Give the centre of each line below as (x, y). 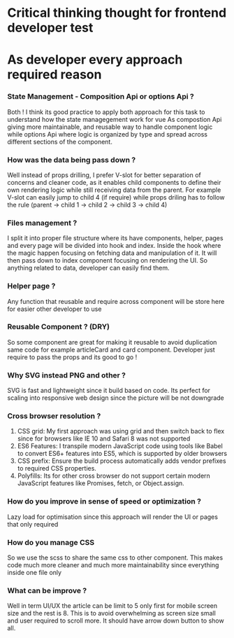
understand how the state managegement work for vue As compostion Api (115, 119)
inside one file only (34, 573)
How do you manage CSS (51, 542)
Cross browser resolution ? (54, 416)
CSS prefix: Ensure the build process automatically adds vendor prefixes (122, 461)
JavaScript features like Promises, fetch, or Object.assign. (101, 483)
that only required (33, 524)
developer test (50, 28)
